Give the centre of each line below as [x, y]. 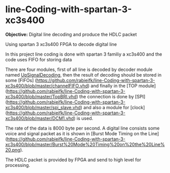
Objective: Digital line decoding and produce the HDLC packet [71, 34]
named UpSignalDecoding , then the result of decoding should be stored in [83, 75]
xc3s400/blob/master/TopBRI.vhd [41, 96]
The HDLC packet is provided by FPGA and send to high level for [73, 160]
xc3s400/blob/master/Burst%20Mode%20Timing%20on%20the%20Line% [85, 144]
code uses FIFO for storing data [39, 59]
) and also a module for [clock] [113, 107]
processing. [18, 165]
